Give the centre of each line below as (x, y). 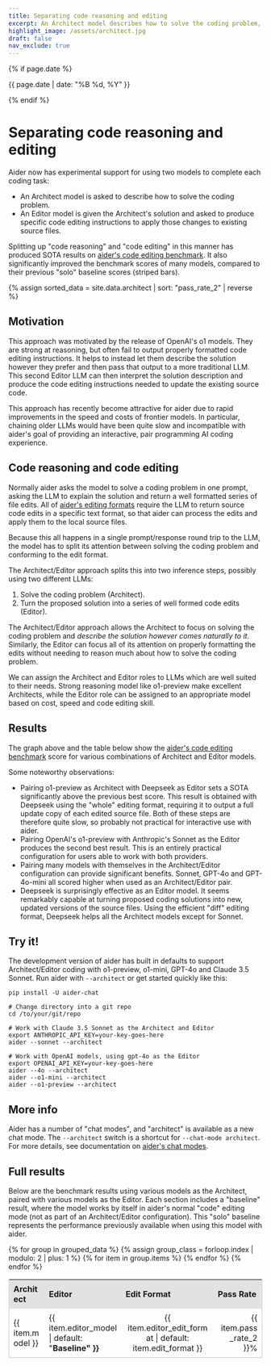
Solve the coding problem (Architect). (82, 594)
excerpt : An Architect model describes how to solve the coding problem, (135, 23)
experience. (28, 442)
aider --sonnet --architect (56, 1042)
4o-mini (33, 882)
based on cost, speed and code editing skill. (82, 702)
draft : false (30, 38)
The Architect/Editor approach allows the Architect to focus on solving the (131, 627)
